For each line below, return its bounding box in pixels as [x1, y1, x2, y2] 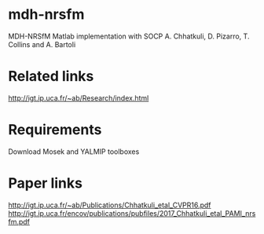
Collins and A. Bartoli [8, 39, 76, 49]
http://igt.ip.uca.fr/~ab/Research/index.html [8, 93, 149, 103]
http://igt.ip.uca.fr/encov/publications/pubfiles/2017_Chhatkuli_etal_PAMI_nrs [8, 208, 256, 218]
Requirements [8, 121, 102, 139]
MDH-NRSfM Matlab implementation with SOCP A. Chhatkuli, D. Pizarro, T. [8, 31, 250, 41]
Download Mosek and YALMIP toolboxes [8, 147, 140, 156]
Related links [8, 68, 94, 86]
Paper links [8, 174, 82, 192]
